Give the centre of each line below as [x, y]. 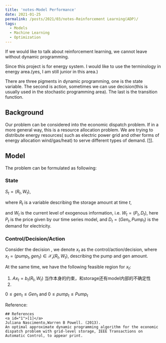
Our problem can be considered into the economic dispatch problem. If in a [82, 124]
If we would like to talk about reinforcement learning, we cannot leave [76, 51]
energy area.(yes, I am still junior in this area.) [52, 71]
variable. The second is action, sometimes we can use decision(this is [76, 86]
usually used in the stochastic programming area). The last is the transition [81, 92]
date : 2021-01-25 [23, 14]
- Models [19, 28]
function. [14, 97]
